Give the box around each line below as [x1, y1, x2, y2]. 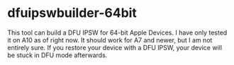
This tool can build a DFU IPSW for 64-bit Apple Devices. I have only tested [7, 28, 228, 37]
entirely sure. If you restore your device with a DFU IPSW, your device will [7, 43, 222, 52]
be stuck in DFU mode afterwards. [7, 51, 108, 59]
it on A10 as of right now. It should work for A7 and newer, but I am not [7, 35, 213, 44]
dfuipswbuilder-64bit [7, 5, 137, 21]
